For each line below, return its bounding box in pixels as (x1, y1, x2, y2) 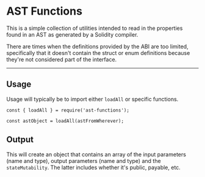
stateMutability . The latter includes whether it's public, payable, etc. (6, 164, 181, 171)
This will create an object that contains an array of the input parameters (6, 151, 186, 158)
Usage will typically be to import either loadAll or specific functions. (6, 95, 179, 103)
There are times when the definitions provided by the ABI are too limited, (6, 43, 189, 50)
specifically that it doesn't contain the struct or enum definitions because (6, 49, 190, 56)
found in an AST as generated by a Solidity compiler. (6, 31, 138, 38)
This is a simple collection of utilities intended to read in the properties (6, 24, 183, 32)
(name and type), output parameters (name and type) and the (6, 157, 161, 164)
